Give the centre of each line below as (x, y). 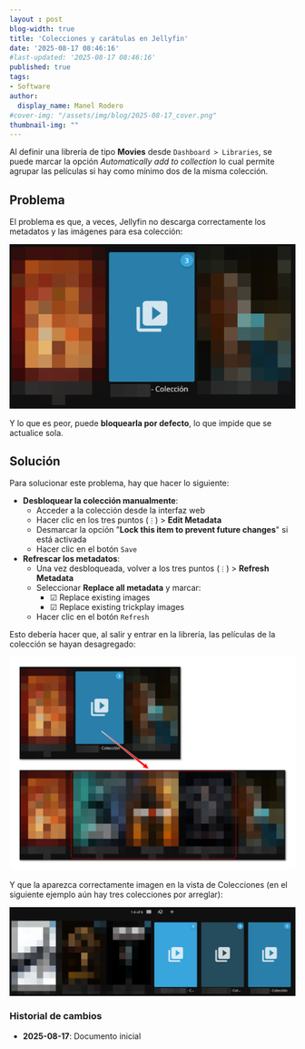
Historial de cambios (56, 1016)
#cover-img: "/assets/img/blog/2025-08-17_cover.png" (113, 115)
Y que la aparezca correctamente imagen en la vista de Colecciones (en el (148, 885)
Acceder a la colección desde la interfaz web (121, 511)
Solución (35, 461)
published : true (40, 67)
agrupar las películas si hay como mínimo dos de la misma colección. (139, 171)
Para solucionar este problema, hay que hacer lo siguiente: (119, 484)
